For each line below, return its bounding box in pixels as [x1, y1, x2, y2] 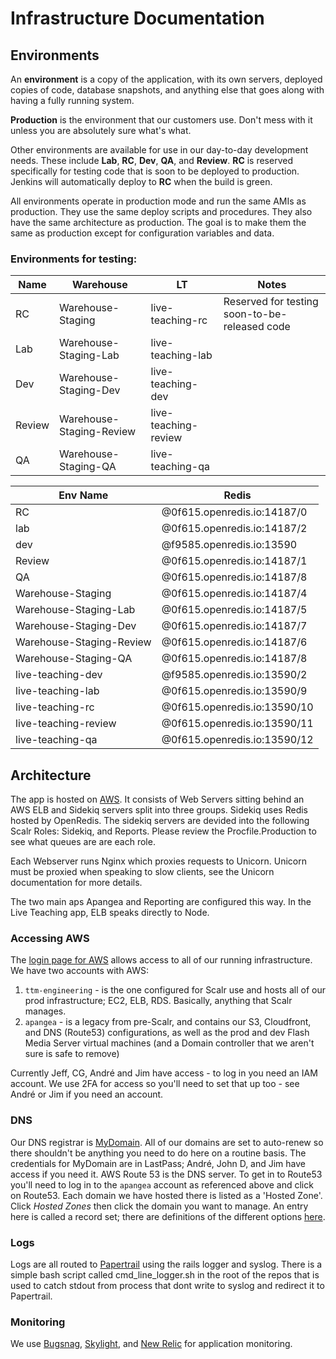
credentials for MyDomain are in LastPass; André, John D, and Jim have [10, 1157, 307, 1169]
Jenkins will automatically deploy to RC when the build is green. [10, 176, 273, 187]
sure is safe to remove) [24, 1048, 120, 1060]
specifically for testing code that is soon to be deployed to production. [10, 165, 300, 177]
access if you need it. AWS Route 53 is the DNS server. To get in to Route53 [10, 1168, 323, 1180]
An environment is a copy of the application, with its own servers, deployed [10, 73, 323, 85]
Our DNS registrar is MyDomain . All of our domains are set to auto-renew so [10, 1136, 324, 1148]
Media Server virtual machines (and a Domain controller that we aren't [24, 1037, 315, 1049]
